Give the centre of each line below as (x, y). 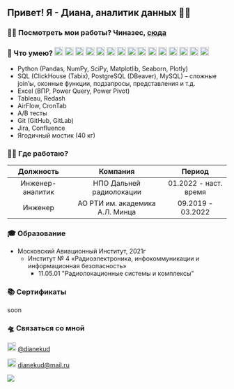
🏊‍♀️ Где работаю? (38, 153)
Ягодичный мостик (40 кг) (56, 135)
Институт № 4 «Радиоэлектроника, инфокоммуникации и (114, 258)
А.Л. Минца (117, 212)
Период (195, 171)
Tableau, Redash (41, 98)
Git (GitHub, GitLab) (46, 120)
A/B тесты (32, 113)
